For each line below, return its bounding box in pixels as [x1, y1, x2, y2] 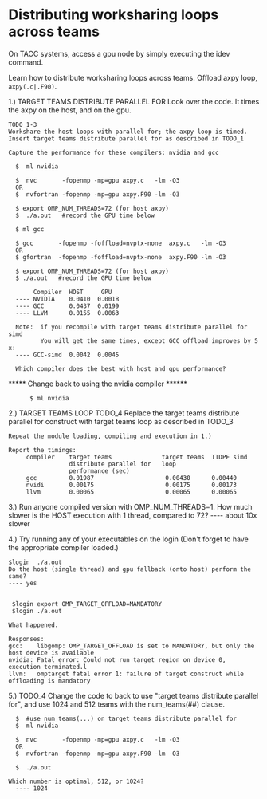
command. [8, 57, 44, 67]
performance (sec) [69, 466, 130, 475]
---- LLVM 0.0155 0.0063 [15, 309, 120, 317]
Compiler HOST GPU [33, 288, 112, 296]
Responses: [8, 635, 45, 643]
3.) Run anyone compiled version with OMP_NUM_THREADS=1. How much [8, 502, 253, 511]
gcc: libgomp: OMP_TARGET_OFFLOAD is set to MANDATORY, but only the [8, 642, 255, 650]
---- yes [8, 579, 37, 587]
